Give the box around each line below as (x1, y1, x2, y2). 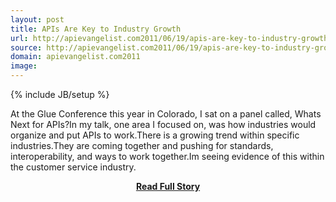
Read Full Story (135, 181, 201, 192)
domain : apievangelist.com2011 (10, 52, 141, 62)
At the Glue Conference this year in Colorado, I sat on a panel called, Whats (10, 108, 322, 120)
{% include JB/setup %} (10, 89, 110, 100)
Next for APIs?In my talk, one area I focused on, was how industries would (10, 119, 317, 130)
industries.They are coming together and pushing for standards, (10, 140, 274, 151)
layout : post (10, 14, 65, 25)
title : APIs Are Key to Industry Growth (10, 24, 182, 34)
